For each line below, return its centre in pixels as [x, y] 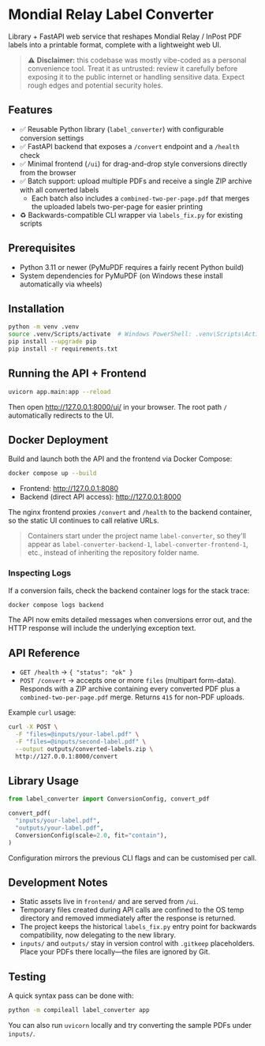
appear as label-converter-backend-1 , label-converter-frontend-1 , [138, 544]
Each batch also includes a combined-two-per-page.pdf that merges [140, 198]
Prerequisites [42, 248]
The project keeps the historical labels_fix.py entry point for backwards [138, 927]
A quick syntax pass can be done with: [71, 995]
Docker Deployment [58, 440]
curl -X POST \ [33, 727]
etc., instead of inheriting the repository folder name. [113, 553]
